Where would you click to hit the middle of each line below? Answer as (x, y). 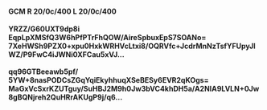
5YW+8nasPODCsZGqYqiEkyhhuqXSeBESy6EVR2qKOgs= (109, 80)
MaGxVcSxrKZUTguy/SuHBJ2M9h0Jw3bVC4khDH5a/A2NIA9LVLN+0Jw (134, 89)
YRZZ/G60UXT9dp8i (44, 29)
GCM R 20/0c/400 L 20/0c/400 (62, 11)
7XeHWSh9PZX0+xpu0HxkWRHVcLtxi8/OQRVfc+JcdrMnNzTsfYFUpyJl (132, 46)
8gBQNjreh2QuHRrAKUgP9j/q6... (66, 97)
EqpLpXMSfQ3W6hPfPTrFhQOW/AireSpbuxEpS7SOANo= (107, 38)
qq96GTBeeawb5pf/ (43, 71)
